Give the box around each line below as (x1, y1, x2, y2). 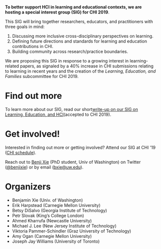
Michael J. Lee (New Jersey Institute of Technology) (12, 223, 117, 229)
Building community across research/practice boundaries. (12, 48, 129, 54)
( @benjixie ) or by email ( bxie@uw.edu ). (5, 164, 84, 170)
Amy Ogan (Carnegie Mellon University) (12, 233, 92, 239)
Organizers (5, 181, 51, 192)
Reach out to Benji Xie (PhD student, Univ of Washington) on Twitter (5, 159, 141, 165)
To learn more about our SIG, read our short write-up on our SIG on (5, 106, 138, 112)
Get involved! (5, 128, 60, 140)
